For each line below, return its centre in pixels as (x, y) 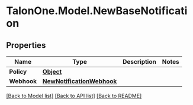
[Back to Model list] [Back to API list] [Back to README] (74, 96)
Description (139, 62)
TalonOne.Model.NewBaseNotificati (97, 11)
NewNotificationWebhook (80, 81)
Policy (18, 72)
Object (52, 72)
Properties (26, 45)
